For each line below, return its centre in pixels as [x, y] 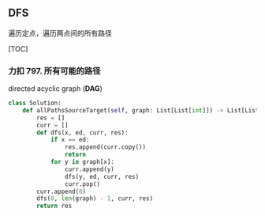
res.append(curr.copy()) [105, 147]
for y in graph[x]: [82, 162]
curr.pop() [82, 184]
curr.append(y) [89, 169]
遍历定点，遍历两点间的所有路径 [60, 33]
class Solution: [35, 103]
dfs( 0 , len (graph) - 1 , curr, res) [95, 199]
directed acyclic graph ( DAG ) [55, 89]
